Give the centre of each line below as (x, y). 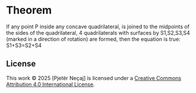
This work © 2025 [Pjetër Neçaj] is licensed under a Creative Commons (94, 78)
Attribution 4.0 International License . (51, 84)
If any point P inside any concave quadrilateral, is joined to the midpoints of (98, 26)
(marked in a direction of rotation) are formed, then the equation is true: (93, 39)
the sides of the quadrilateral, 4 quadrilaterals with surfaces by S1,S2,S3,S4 (98, 32)
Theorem (29, 10)
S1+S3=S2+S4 (24, 45)
